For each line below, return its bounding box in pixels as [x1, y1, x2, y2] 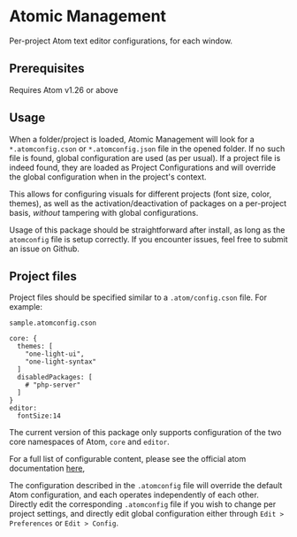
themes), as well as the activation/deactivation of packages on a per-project [9, 197, 287, 209]
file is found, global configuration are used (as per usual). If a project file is [9, 152, 281, 163]
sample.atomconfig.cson [9, 318, 97, 328]
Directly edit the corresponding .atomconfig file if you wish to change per [9, 499, 277, 510]
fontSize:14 [17, 411, 62, 421]
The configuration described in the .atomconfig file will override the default [9, 480, 283, 491]
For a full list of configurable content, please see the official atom [9, 454, 247, 464]
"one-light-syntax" [25, 357, 97, 366]
